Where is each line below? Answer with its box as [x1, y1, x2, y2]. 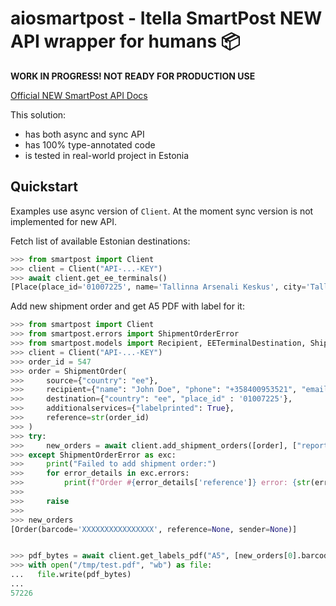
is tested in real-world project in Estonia [24, 149, 190, 161]
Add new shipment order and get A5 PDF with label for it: [10, 300, 245, 312]
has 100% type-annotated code [24, 138, 156, 151]
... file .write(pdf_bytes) [10, 570, 132, 580]
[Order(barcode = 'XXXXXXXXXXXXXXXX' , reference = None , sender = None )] [10, 524, 298, 534]
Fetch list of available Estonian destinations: [10, 235, 191, 247]
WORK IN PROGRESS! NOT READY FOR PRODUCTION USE [10, 70, 256, 82]
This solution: [10, 108, 67, 121]
